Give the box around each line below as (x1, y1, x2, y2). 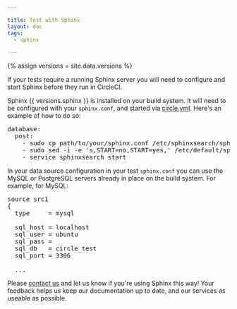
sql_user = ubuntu (14, 231, 79, 238)
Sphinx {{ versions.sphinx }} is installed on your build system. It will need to (7, 97, 226, 105)
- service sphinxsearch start (22, 153, 127, 162)
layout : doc (7, 23, 42, 30)
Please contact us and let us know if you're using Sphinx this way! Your (7, 279, 215, 288)
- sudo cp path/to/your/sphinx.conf (22, 139, 150, 147)
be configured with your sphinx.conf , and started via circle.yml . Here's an (7, 104, 222, 113)
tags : (7, 30, 23, 37)
